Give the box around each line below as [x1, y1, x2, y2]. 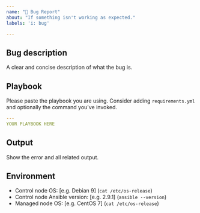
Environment [6, 171, 56, 181]
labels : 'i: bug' [6, 20, 50, 26]
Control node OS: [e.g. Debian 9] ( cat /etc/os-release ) [14, 187, 153, 194]
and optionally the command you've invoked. [6, 104, 118, 110]
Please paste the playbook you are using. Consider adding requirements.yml [6, 97, 195, 104]
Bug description [6, 48, 67, 58]
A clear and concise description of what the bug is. [6, 64, 133, 71]
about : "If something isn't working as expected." [6, 14, 136, 21]
